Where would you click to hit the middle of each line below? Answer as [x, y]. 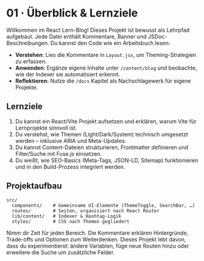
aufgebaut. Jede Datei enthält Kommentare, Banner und [76, 36]
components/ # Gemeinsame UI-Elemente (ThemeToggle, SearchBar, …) [104, 205]
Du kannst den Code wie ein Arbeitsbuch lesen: [110, 43]
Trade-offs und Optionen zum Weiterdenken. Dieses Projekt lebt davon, [96, 239]
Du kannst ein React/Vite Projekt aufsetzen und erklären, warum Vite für [106, 121]
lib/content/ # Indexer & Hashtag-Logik [67, 216]
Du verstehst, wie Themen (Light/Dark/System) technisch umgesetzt [101, 134]
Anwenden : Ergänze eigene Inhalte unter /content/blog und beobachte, [106, 68]
